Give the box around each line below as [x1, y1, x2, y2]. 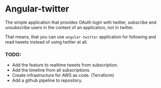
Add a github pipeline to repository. [12, 77, 83, 83]
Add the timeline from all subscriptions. [12, 67, 91, 73]
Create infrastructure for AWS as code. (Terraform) [12, 73, 114, 78]
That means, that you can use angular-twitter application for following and [5, 34, 156, 40]
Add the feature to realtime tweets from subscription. [12, 62, 118, 68]
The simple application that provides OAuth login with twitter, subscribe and [5, 19, 157, 25]
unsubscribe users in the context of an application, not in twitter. [5, 24, 134, 30]
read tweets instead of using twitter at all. [5, 39, 88, 44]
